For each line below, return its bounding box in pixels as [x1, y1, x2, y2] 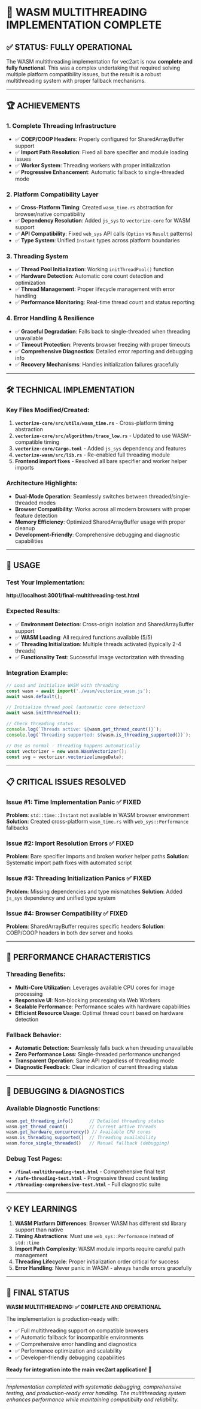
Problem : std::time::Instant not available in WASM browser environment [6, 812, 190, 819]
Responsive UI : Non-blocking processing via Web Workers [14, 996, 160, 1004]
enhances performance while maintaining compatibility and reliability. [6, 1396, 179, 1403]
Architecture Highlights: [6, 479, 78, 488]
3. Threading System [6, 252, 69, 260]
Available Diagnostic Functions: [6, 1104, 100, 1113]
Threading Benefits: [6, 970, 66, 978]
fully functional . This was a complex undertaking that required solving [6, 64, 181, 71]
